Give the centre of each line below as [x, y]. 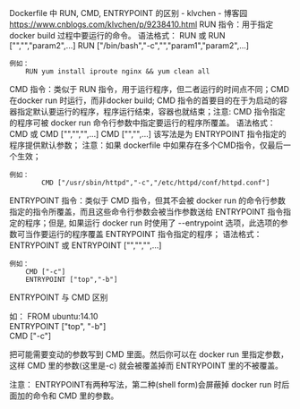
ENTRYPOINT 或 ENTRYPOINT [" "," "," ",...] [86, 245]
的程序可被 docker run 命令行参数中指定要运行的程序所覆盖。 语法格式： [142, 123]
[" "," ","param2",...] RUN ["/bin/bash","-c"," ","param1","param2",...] [129, 46]
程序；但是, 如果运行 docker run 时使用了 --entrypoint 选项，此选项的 [152, 223]
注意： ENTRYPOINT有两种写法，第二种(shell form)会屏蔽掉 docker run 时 [146, 384]
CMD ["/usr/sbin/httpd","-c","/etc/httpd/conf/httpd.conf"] [156, 183]
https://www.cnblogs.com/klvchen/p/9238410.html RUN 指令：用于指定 [141, 24]
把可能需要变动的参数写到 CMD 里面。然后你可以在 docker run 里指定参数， [149, 354]
